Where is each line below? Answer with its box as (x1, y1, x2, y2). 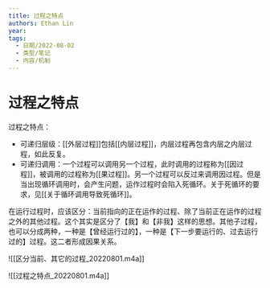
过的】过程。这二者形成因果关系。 (8, 237, 121, 246)
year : (8, 27, 27, 35)
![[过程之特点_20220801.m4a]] (8, 270, 110, 280)
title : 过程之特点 (8, 11, 64, 20)
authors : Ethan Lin (8, 19, 74, 27)
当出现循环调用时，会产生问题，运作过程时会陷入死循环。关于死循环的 (19, 179, 253, 189)
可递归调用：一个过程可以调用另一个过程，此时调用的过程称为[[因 (19, 158, 237, 169)
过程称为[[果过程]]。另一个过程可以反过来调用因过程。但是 (67, 169, 261, 179)
